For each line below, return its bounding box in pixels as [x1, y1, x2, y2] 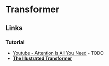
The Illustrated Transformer [12, 55, 72, 61]
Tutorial [5, 39, 25, 46]
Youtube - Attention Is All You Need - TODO [12, 50, 104, 56]
